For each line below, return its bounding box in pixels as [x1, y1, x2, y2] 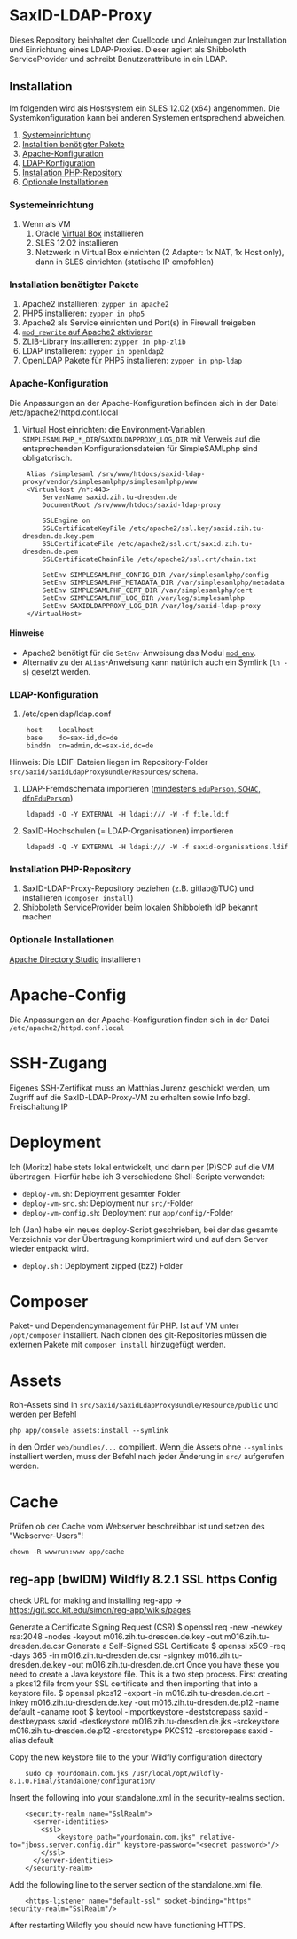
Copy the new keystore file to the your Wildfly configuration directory [9, 1752, 262, 1763]
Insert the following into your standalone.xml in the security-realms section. [9, 1793, 285, 1803]
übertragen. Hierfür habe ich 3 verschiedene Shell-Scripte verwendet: [9, 1171, 266, 1182]
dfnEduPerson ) [21, 793, 74, 803]
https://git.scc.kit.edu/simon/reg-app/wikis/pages [9, 1605, 191, 1615]
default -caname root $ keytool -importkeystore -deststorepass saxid [9, 1707, 263, 1717]
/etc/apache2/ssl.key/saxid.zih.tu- [129, 524, 265, 533]
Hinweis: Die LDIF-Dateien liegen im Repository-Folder [9, 757, 208, 768]
